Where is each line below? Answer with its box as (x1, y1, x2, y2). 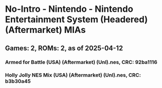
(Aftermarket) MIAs (5, 25, 86, 35)
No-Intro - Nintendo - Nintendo (5, 3, 134, 15)
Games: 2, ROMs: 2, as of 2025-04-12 (5, 44, 123, 52)
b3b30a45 (5, 78, 31, 85)
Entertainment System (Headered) (5, 14, 148, 25)
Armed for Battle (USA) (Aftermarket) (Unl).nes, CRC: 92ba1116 (5, 59, 158, 65)
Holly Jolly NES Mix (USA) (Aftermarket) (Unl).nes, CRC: (5, 72, 141, 79)
